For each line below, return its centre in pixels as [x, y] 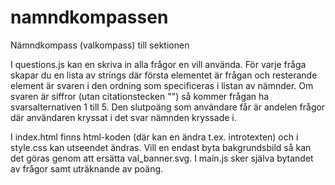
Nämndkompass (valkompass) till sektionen [100, 45]
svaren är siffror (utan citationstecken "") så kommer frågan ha [140, 96]
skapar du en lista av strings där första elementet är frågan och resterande [164, 75]
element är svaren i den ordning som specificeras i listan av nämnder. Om [162, 85]
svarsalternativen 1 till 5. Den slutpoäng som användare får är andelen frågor [168, 107]
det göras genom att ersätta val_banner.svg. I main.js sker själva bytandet [162, 158]
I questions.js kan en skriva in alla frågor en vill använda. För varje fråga [158, 64]
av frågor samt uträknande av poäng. [87, 168]
